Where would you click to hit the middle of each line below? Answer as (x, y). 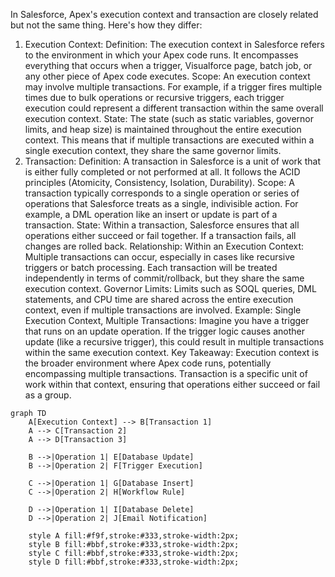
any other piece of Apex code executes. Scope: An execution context (167, 76)
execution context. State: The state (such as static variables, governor (169, 118)
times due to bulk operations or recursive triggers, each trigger (154, 97)
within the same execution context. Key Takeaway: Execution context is (172, 352)
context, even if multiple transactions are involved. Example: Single (163, 310)
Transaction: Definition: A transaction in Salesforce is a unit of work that (172, 161)
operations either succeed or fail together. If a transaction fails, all (160, 235)
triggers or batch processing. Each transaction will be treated (151, 267)
